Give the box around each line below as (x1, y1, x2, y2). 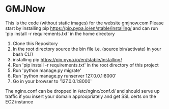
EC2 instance (5, 98, 34, 104)
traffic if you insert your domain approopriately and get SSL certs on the (5, 93, 156, 99)
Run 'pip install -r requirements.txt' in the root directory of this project (12, 62, 159, 68)
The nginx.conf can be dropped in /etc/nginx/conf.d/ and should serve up (5, 88, 160, 94)
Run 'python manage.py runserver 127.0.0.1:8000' (12, 72, 117, 79)
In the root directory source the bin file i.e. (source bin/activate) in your (12, 46, 162, 52)
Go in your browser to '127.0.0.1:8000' (12, 78, 92, 84)
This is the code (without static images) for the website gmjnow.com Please (5, 20, 164, 26)
